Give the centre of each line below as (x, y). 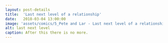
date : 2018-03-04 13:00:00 (35, 19)
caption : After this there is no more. (47, 33)
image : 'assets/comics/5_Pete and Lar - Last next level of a (71, 23)
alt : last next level (28, 28)
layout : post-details (28, 10)
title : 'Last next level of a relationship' (53, 14)
